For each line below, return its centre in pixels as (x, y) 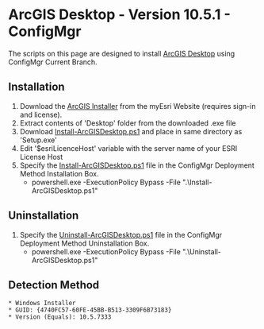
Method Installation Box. (59, 173)
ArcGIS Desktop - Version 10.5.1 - (120, 15)
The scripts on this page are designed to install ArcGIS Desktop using (122, 53)
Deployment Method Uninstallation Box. (84, 243)
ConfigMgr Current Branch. (53, 62)
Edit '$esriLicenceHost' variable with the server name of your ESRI (128, 148)
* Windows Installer (42, 304)
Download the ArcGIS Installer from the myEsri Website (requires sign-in (138, 106)
